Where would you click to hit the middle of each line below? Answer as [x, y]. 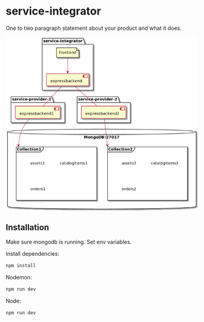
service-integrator [54, 11]
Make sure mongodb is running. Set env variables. [69, 242]
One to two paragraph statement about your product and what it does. [94, 28]
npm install [21, 266]
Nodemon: [19, 278]
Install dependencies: [33, 254]
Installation [27, 227]
